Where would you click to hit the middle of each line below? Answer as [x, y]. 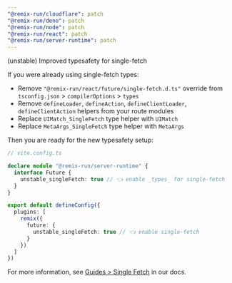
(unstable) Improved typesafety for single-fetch [77, 61]
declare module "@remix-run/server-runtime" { [78, 166]
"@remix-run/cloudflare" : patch [55, 14]
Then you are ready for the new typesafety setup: [80, 140]
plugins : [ [30, 212]
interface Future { [43, 173]
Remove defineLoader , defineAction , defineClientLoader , [102, 103]
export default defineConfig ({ [54, 205]
